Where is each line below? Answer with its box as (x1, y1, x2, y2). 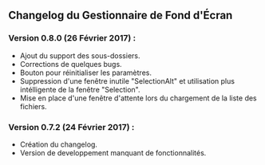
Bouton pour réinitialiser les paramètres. (19, 68, 152, 77)
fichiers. (19, 101, 47, 111)
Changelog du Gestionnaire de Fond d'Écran (8, 9, 233, 22)
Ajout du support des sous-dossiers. (19, 50, 140, 61)
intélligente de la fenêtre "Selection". (19, 84, 141, 94)
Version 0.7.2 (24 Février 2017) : (8, 121, 135, 132)
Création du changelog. (19, 139, 98, 149)
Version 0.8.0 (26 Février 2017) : (8, 33, 136, 44)
